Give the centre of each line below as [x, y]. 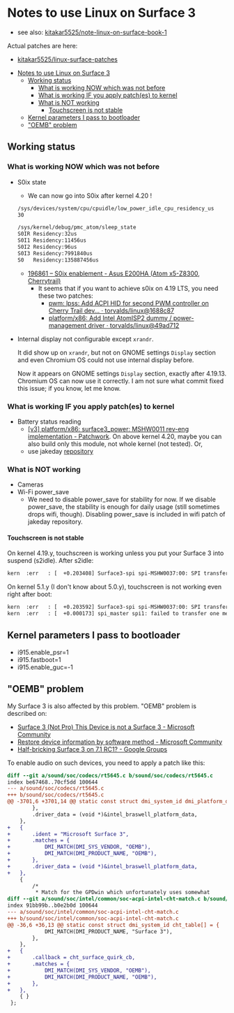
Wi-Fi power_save [43, 492]
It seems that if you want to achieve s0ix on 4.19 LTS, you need [128, 288]
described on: [27, 713]
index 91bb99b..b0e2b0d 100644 [53, 906]
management [68, 325]
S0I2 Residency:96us [47, 247]
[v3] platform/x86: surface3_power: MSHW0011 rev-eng [108, 429]
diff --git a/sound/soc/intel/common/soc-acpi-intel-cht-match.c [104, 899]
